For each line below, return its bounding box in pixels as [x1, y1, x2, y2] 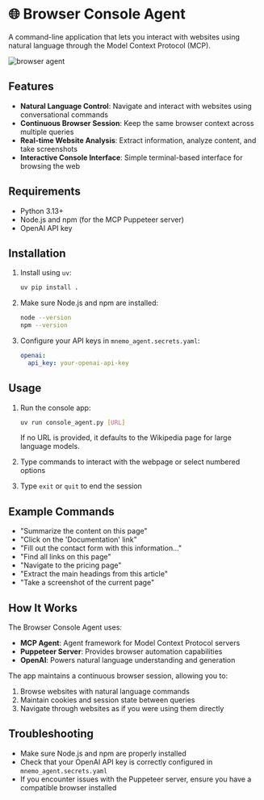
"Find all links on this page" [19, 552, 111, 562]
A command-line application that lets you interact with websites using [8, 31, 241, 41]
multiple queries [19, 127, 74, 136]
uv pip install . [19, 283, 79, 291]
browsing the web [19, 161, 81, 170]
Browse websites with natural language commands [19, 687, 190, 697]
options [19, 466, 46, 475]
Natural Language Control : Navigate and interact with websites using [19, 101, 252, 111]
